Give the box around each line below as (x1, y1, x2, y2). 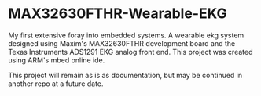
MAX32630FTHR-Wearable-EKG (8, 5, 227, 23)
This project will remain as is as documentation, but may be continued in (8, 70, 243, 80)
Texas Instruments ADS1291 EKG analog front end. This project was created (8, 47, 253, 56)
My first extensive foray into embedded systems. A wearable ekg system (8, 30, 244, 40)
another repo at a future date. (8, 79, 104, 88)
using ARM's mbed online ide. (8, 55, 105, 65)
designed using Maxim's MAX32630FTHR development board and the (8, 38, 236, 48)
